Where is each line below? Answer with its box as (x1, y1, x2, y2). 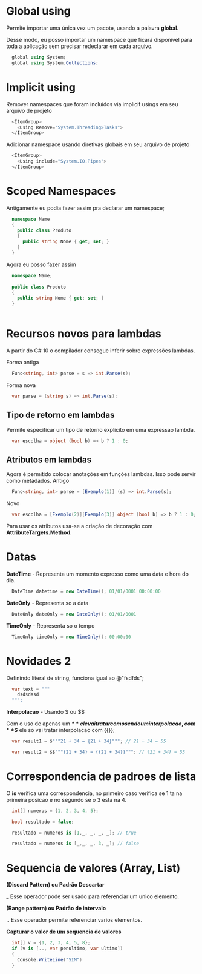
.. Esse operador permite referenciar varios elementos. (6, 916, 143, 924)
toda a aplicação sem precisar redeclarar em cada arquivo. (6, 42, 153, 50)
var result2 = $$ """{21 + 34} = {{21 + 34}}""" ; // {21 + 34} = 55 (11, 749, 186, 755)
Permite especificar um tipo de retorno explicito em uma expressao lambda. (6, 426, 195, 433)
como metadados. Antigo (6, 477, 70, 485)
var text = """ (11, 686, 50, 692)
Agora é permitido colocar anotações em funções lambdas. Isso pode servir (6, 471, 196, 478)
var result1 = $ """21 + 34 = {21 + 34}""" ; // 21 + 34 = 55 (11, 738, 166, 744)
